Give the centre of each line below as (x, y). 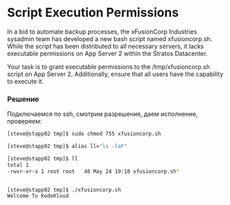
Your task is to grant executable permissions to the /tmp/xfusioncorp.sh (109, 67)
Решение (23, 99)
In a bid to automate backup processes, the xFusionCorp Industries (102, 32)
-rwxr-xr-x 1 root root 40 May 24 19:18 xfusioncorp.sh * (93, 171)
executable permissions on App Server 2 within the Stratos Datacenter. (107, 53)
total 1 (18, 165)
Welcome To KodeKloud (38, 196)
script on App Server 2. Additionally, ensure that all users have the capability (115, 74)
